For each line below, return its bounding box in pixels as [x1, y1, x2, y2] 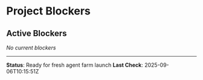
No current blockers [6, 44, 56, 51]
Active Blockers [6, 28, 67, 38]
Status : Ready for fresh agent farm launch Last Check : [6, 61, 144, 69]
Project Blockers [6, 4, 91, 18]
